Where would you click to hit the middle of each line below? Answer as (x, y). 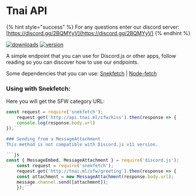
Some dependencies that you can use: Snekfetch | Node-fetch (81, 73)
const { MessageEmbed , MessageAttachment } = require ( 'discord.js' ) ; (93, 160)
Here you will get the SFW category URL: (55, 101)
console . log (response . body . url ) (56, 123)
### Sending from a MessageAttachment (53, 139)
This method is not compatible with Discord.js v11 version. (82, 145)
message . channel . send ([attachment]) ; (63, 182)
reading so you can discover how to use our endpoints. (73, 62)
